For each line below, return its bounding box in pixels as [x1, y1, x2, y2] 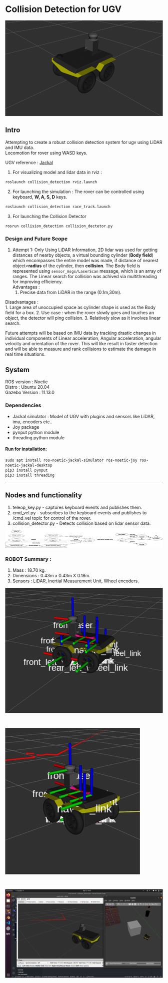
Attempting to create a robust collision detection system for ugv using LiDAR [5, 139, 162, 145]
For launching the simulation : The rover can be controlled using [12, 189, 144, 195]
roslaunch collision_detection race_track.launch [5, 204, 111, 209]
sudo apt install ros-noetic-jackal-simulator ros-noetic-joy [5, 458, 137, 463]
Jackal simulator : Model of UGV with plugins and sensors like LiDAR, [12, 413, 155, 419]
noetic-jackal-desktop [5, 463, 52, 468]
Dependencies [5, 402, 41, 409]
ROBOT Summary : [5, 556, 51, 563]
